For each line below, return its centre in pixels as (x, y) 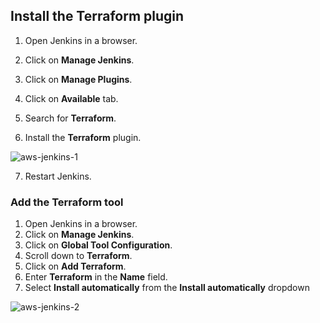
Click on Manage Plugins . (78, 79)
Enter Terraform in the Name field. (96, 277)
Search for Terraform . (70, 118)
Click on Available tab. (71, 98)
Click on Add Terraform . (75, 266)
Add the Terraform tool (67, 202)
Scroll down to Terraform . (78, 256)
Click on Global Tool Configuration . (98, 245)
